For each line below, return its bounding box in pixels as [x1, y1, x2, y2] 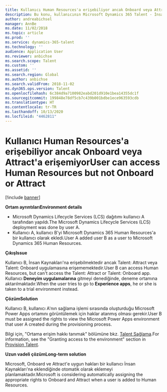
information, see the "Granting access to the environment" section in [5, 336, 146, 342]
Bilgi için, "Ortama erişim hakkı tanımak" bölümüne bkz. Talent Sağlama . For [5, 331, 160, 337]
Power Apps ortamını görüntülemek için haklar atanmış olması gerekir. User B [5, 310, 162, 317]
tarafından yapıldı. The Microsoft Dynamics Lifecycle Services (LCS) [12, 219, 151, 225]
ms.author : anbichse [5, 77, 48, 82]
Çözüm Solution [5, 295, 38, 302]
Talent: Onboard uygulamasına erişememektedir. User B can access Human [5, 265, 159, 271]
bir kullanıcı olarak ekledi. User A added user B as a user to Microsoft [12, 235, 153, 241]
